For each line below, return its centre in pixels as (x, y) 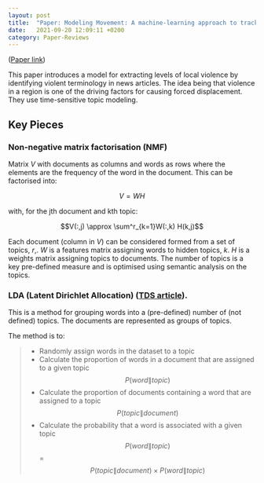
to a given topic (64, 368)
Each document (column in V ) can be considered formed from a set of (122, 241)
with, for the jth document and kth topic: (73, 211)
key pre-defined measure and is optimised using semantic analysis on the (128, 266)
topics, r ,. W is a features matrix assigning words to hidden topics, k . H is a (129, 250)
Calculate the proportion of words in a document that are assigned (147, 360)
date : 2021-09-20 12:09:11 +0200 (66, 30)
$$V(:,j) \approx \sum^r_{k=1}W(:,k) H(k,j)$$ (132, 226)
